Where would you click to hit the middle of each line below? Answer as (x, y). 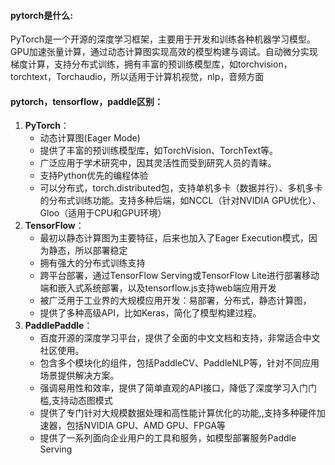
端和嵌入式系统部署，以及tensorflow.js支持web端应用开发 (158, 288)
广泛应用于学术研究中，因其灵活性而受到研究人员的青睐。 (158, 163)
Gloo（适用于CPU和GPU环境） (103, 213)
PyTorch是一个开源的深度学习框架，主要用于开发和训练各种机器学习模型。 (163, 39)
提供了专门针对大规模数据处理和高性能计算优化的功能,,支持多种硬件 (178, 413)
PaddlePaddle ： (58, 326)
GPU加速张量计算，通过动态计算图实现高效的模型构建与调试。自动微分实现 (164, 52)
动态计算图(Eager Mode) (90, 138)
